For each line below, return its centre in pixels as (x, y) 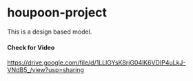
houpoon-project (57, 13)
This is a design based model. (50, 32)
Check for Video (31, 47)
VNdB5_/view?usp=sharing (46, 70)
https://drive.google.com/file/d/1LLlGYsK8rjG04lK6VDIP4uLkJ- (96, 62)
